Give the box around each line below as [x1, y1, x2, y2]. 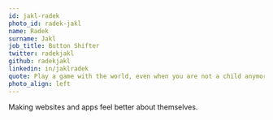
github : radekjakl [8, 58, 71, 66]
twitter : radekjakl [8, 49, 75, 58]
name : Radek [8, 27, 49, 35]
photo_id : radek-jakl [8, 19, 82, 28]
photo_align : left [8, 79, 71, 88]
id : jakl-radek [8, 11, 60, 20]
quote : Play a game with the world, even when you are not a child [8, 72, 242, 80]
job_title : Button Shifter [8, 42, 100, 50]
